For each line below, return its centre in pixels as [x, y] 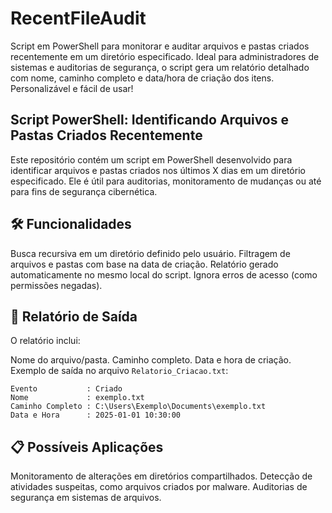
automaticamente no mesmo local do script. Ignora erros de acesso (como [164, 274]
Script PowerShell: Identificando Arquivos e [149, 120]
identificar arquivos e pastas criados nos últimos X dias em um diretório [158, 170]
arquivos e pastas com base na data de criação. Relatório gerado [144, 264]
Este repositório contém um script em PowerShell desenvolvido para [151, 159]
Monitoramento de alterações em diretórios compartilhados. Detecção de [161, 476]
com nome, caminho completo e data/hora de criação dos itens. [142, 78]
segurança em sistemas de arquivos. [86, 498]
